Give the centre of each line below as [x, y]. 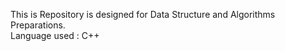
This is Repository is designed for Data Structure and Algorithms [143, 14]
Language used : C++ [55, 35]
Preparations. [38, 25]
